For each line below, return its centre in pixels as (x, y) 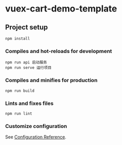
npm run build (20, 90)
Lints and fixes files (29, 103)
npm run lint (19, 113)
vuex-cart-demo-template (61, 9)
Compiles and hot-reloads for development (59, 51)
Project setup (27, 27)
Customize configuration (36, 126)
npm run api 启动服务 (26, 62)
